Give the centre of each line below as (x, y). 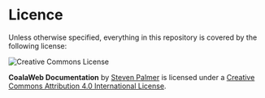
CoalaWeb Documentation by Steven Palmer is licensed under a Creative (132, 77)
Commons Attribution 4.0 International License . (87, 86)
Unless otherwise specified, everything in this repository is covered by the (133, 37)
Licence (36, 15)
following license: (38, 45)
